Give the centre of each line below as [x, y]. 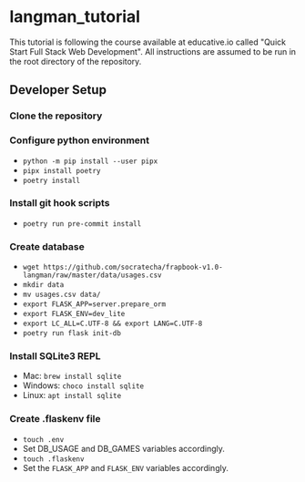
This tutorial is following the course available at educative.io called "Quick [148, 42]
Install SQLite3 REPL [55, 356]
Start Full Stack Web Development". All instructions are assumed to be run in [153, 51]
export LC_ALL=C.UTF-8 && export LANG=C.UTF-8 [112, 324]
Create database [47, 246]
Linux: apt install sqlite [72, 395]
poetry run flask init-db [71, 333]
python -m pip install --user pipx [90, 161]
